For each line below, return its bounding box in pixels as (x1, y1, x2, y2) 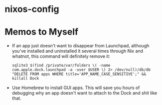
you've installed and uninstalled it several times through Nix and (11, 48, 143, 54)
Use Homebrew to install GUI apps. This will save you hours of (11, 85, 140, 91)
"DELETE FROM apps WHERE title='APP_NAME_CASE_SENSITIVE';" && (11, 72, 147, 77)
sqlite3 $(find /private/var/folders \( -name (11, 63, 111, 68)
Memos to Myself (4, 26, 78, 38)
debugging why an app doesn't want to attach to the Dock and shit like (11, 90, 158, 96)
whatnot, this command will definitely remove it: (11, 53, 111, 59)
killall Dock (11, 76, 39, 81)
